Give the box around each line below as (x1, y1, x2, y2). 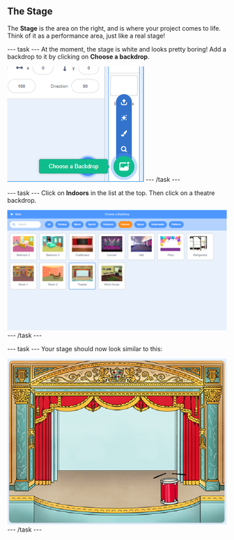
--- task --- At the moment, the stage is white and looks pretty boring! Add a (7, 45, 226, 53)
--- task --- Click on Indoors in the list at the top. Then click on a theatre (7, 188, 215, 197)
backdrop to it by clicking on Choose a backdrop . (7, 52, 150, 61)
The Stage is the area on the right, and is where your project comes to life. (7, 24, 221, 32)
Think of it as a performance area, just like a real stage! (7, 31, 166, 40)
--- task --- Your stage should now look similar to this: (7, 345, 163, 353)
